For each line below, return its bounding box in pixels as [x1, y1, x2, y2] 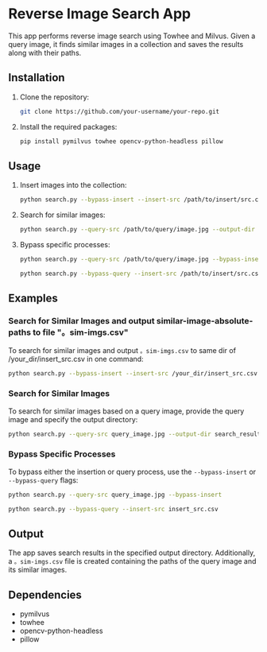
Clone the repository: [19, 92, 90, 102]
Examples [8, 292, 58, 305]
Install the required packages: [19, 122, 118, 131]
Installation [8, 71, 65, 84]
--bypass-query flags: [8, 475, 79, 485]
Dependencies [8, 588, 82, 601]
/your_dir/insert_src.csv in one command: [8, 354, 145, 363]
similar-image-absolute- [156, 316, 253, 327]
